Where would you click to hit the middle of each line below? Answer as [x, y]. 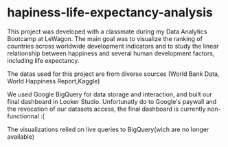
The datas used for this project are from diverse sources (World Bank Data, [113, 74]
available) [21, 136]
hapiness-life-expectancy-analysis [110, 13]
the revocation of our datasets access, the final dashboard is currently [106, 109]
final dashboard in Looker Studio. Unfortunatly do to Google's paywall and [112, 101]
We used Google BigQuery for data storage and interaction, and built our [110, 94]
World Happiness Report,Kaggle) [54, 81]
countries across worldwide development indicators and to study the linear [113, 46]
